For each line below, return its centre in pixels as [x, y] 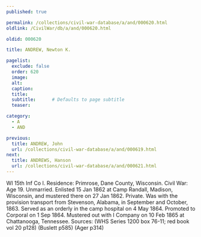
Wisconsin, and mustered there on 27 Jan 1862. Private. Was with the [92, 196]
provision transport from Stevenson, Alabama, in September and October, [97, 202]
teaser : [21, 106]
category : [19, 116]
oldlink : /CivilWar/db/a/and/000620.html [59, 28]
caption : [22, 88]
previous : [19, 138]
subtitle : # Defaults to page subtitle [68, 100]
